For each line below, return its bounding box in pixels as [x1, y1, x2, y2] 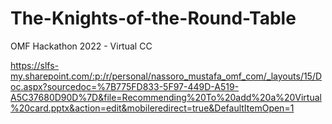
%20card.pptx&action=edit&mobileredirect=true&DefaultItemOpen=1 [10, 102, 295, 114]
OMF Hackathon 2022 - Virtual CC [10, 40, 153, 52]
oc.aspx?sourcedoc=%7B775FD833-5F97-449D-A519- [10, 80, 240, 92]
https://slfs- [10, 59, 59, 71]
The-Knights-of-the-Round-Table [10, 7, 297, 30]
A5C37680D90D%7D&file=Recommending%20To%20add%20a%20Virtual [10, 91, 322, 103]
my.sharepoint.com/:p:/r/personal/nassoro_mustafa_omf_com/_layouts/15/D [10, 70, 323, 82]
